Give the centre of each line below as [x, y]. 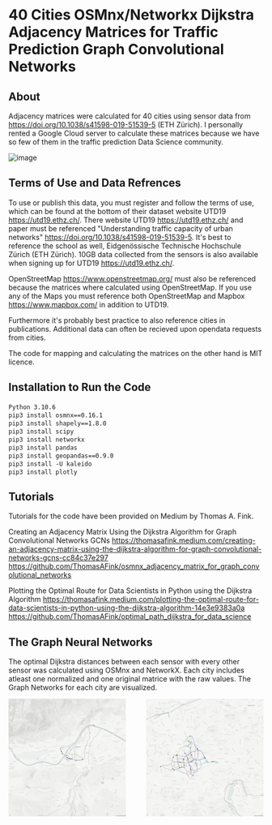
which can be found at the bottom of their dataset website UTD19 [117, 211]
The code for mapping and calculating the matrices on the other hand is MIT [136, 353]
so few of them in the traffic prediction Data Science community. [116, 142]
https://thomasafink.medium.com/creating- [184, 540]
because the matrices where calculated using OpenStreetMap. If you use [130, 287]
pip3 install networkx [47, 440]
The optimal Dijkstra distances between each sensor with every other [124, 662]
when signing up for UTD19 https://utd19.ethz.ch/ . [91, 263]
